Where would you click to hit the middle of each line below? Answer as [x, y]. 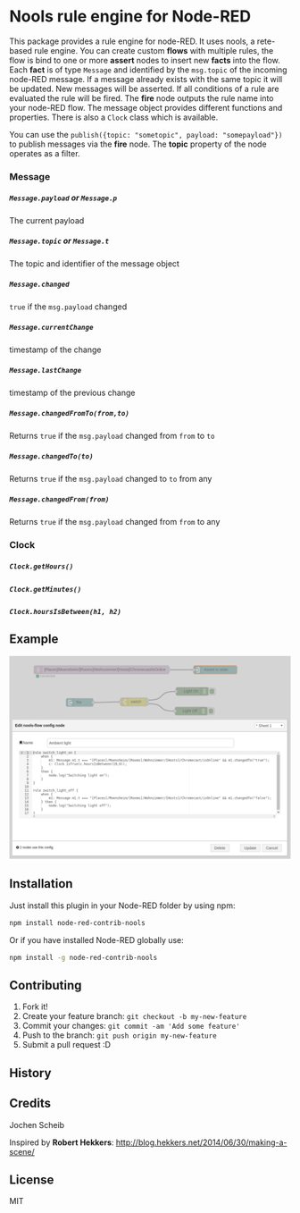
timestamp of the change [55, 350]
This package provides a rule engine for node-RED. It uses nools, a [132, 41]
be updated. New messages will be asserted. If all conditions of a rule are [144, 88]
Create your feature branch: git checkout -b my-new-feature [134, 1016]
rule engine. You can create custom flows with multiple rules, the [154, 50]
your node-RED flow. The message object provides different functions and [146, 107]
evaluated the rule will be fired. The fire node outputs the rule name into [142, 98]
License [32, 1179]
